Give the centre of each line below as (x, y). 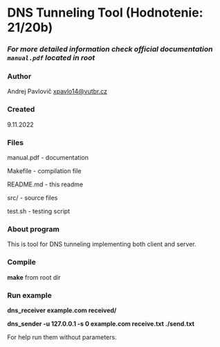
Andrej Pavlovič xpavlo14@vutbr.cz (57, 91)
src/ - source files (33, 198)
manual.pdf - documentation (48, 158)
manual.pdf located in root (51, 58)
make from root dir (34, 277)
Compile (21, 263)
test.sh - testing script (39, 211)
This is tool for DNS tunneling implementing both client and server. (102, 244)
